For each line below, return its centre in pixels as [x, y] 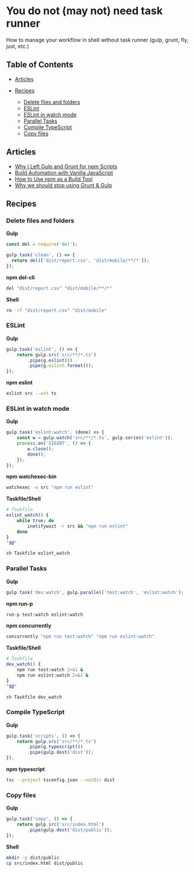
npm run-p [20, 604]
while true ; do [35, 521]
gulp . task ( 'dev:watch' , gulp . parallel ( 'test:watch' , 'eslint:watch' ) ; [95, 592]
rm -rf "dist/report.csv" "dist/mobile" [57, 310]
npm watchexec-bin [31, 477]
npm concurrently [29, 626]
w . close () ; [41, 449]
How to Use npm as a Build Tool [54, 179]
